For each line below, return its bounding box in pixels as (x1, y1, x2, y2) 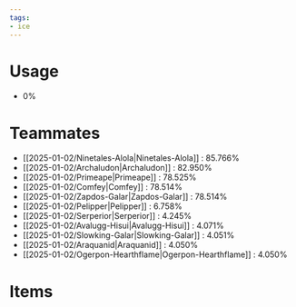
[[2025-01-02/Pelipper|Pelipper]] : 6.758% (22, 201, 183, 212)
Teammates (9, 123, 101, 144)
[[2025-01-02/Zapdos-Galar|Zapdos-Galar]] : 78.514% (22, 192, 228, 203)
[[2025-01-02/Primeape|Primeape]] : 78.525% (22, 172, 197, 183)
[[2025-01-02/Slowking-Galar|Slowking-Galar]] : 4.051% (22, 230, 235, 241)
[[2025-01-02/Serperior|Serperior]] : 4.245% (22, 211, 192, 222)
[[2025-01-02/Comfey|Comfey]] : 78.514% (22, 182, 183, 193)
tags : (9, 13, 30, 23)
